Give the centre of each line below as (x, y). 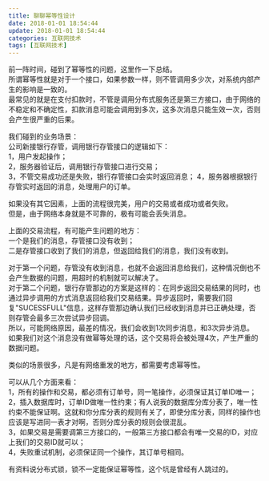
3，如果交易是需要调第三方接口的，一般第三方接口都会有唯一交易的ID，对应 (133, 432)
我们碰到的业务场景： (43, 136)
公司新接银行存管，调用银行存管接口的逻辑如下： (89, 147)
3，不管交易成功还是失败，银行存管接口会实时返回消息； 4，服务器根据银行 (133, 176)
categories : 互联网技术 (45, 38)
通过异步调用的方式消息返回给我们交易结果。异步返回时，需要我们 (117, 298)
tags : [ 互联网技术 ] (38, 46)
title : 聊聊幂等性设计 (42, 16)
